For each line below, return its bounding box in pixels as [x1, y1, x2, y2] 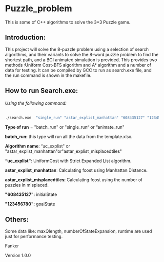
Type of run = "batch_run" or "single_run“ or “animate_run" [5, 124, 124, 130]
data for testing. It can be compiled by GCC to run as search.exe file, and [5, 67, 152, 73]
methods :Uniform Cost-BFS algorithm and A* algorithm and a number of [5, 62, 151, 68]
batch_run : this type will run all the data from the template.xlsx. [5, 134, 133, 140]
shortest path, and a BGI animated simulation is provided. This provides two [5, 57, 157, 63]
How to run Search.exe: [5, 87, 78, 95]
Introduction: [5, 33, 46, 42]
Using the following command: [5, 100, 67, 106]
